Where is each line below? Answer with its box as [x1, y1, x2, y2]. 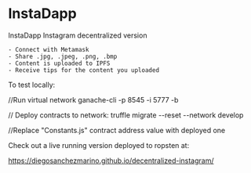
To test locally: [8, 80, 56, 89]
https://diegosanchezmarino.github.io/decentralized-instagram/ [8, 156, 214, 165]
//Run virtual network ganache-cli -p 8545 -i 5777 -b [8, 95, 179, 104]
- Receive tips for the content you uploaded [8, 66, 159, 74]
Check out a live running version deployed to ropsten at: [8, 140, 190, 150]
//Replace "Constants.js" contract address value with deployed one [8, 125, 226, 135]
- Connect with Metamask [8, 45, 89, 53]
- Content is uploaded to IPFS [8, 59, 111, 67]
